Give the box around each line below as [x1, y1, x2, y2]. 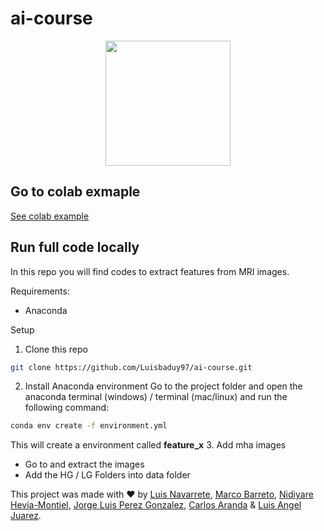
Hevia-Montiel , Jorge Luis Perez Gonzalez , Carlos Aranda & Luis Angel [10, 499, 302, 511]
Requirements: [10, 285, 70, 297]
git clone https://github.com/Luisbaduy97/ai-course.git [10, 362, 253, 372]
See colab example [10, 210, 90, 222]
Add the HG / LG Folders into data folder [24, 469, 191, 481]
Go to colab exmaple [10, 183, 141, 201]
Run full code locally [10, 239, 140, 256]
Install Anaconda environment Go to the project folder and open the [24, 380, 303, 392]
